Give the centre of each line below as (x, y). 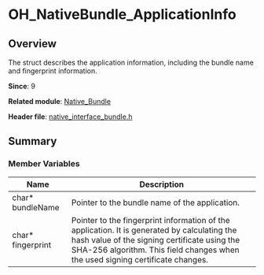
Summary (33, 141)
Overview (33, 44)
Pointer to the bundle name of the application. (156, 203)
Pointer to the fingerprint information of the (150, 220)
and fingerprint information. (53, 71)
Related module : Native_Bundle (60, 101)
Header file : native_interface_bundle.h (70, 117)
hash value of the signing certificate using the (156, 240)
